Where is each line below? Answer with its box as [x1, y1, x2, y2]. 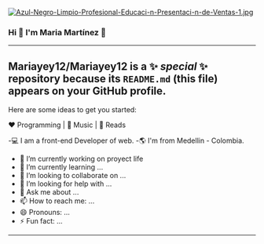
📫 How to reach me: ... [19, 196, 95, 206]
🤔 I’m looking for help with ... [19, 179, 112, 188]
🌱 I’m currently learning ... [19, 162, 104, 172]
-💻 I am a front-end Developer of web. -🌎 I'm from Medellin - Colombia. [8, 136, 245, 145]
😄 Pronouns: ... [19, 208, 71, 217]
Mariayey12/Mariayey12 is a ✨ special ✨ [8, 60, 208, 73]
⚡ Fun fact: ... [19, 217, 63, 226]
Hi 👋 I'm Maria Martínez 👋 [8, 27, 107, 38]
